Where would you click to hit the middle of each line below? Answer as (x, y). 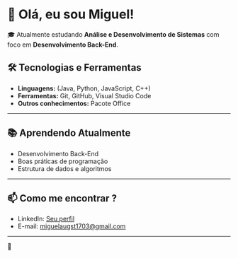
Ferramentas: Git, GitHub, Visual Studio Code (84, 95)
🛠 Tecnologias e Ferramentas (74, 68)
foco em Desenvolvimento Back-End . (63, 45)
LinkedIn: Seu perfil (46, 219)
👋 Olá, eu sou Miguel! (71, 14)
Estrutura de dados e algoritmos (64, 168)
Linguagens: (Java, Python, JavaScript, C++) (84, 88)
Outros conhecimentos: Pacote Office (74, 103)
